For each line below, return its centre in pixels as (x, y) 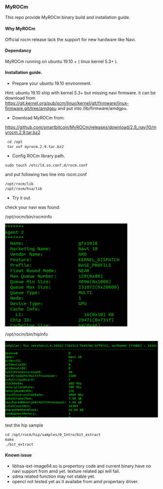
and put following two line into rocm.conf (46, 174)
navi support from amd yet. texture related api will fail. (66, 471)
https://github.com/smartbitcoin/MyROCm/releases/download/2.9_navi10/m (81, 127)
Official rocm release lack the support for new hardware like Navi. (71, 39)
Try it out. (22, 198)
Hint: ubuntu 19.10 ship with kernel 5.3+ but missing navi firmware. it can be (81, 93)
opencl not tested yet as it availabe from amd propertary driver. (75, 481)
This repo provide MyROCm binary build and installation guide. (68, 18)
